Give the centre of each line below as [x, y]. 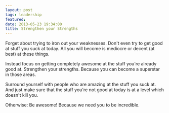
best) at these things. [27, 54]
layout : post [19, 10]
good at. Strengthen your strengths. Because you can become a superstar [83, 69]
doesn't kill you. [22, 95]
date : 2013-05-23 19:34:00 [34, 24]
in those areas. [21, 74]
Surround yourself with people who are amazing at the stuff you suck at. [80, 85]
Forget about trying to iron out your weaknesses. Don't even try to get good [84, 43]
